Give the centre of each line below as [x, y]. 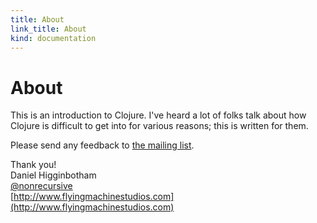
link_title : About [48, 29]
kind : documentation [53, 38]
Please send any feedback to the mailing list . [102, 145]
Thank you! [33, 165]
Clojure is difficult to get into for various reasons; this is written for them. [159, 126]
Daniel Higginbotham [53, 175]
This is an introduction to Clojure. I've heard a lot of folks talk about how [158, 115]
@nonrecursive [41, 186]
